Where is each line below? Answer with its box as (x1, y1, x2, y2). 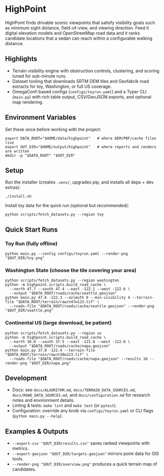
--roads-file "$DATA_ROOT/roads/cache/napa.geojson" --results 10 (9, 356, 148, 361)
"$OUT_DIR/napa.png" (29, 361, 71, 366)
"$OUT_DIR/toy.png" (5, 256, 45, 261)
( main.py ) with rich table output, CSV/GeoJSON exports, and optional (12, 94, 152, 100)
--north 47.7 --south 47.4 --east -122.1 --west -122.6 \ (9, 287, 131, 291)
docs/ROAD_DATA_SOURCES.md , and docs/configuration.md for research (12, 392, 151, 398)
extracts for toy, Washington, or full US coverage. (12, 83, 112, 89)
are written (5, 149, 29, 154)
